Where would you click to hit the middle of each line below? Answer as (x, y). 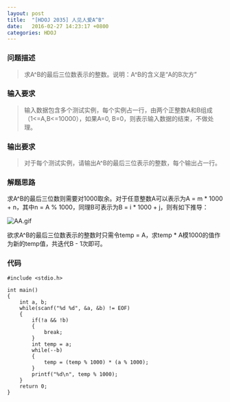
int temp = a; (52, 344)
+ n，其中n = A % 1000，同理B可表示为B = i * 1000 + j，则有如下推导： (108, 208)
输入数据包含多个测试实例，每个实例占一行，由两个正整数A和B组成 (118, 110)
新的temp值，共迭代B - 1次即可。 (59, 244)
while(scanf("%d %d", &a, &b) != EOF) (75, 308)
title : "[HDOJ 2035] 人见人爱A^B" (56, 20)
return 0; (34, 386)
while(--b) (47, 350)
